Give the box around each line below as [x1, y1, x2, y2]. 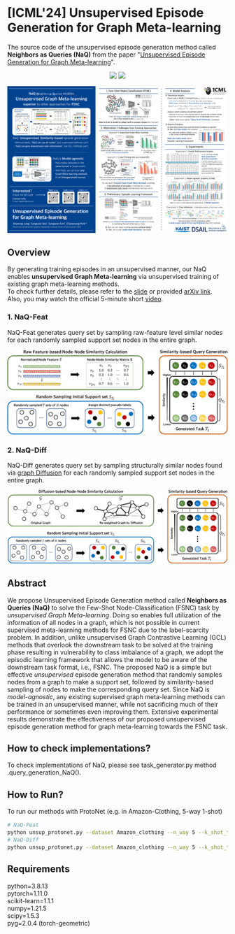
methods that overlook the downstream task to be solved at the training [7, 640, 213, 649]
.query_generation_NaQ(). [7, 768, 82, 777]
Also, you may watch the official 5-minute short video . [7, 295, 163, 303]
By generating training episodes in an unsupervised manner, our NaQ [7, 265, 207, 273]
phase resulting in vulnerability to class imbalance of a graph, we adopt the [7, 648, 224, 656]
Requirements [7, 863, 70, 875]
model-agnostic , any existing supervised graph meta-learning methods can [7, 692, 225, 700]
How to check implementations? [7, 742, 151, 754]
